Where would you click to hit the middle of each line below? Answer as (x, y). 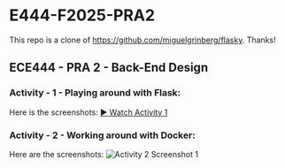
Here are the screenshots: (57, 154)
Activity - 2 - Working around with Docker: (103, 135)
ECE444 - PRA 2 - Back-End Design (109, 68)
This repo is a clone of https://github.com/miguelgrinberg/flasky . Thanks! (142, 40)
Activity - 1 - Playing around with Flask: (95, 93)
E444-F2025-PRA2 (82, 15)
